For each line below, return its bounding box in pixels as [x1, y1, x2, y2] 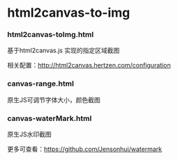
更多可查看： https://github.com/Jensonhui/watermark [7, 145, 163, 154]
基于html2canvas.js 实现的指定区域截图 [7, 47, 120, 55]
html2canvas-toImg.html [7, 30, 94, 40]
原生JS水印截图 [7, 130, 52, 138]
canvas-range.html [7, 79, 75, 88]
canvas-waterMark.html [7, 113, 92, 123]
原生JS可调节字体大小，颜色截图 [7, 95, 101, 104]
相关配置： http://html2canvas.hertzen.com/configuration [7, 61, 171, 70]
